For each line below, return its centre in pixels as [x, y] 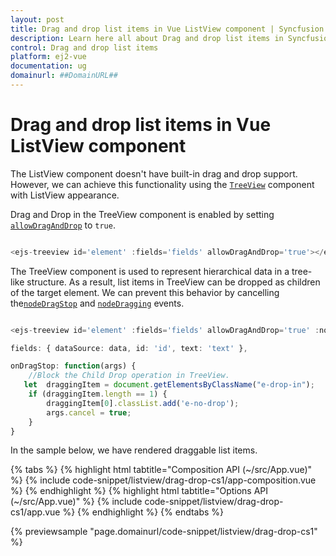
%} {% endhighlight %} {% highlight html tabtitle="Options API [139, 491]
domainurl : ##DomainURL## [64, 76]
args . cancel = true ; [89, 412]
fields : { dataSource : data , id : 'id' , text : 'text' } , [129, 348]
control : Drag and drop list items [84, 47]
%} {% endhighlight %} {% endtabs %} [143, 512]
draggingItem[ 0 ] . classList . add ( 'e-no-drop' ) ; [143, 403]
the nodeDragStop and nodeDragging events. [97, 303]
